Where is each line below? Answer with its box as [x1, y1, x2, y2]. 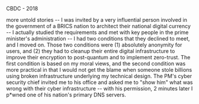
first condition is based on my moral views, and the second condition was [6, 60, 186, 67]
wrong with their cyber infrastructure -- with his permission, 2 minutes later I [6, 85, 193, 92]
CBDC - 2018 [6, 5, 38, 12]
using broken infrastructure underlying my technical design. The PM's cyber [6, 73, 192, 79]
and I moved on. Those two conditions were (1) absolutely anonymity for [6, 41, 182, 48]
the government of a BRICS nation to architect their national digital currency [6, 23, 191, 29]
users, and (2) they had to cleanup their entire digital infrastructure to [6, 48, 175, 55]
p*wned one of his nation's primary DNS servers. [6, 91, 126, 98]
